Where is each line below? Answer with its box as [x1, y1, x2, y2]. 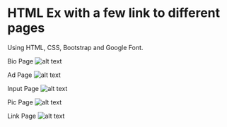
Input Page [7, 84, 39, 92]
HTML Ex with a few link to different [7, 5, 221, 21]
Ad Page [7, 71, 33, 79]
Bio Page [7, 56, 34, 65]
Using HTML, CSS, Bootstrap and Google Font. [7, 43, 144, 52]
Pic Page [7, 97, 33, 107]
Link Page [7, 111, 37, 120]
